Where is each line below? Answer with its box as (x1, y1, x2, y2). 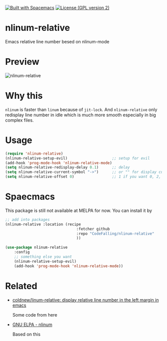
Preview (5, 56, 40, 67)
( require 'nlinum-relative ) (5, 151, 64, 156)
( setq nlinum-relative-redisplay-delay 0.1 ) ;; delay (5, 165, 130, 170)
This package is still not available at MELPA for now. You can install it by (5, 207, 153, 213)
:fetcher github (76, 226, 110, 231)
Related (5, 280, 37, 292)
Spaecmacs (5, 191, 55, 202)
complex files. (5, 117, 34, 123)
